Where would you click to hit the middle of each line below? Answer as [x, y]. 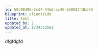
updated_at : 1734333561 [29, 28]
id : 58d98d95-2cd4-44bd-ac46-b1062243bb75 [49, 9]
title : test [17, 18]
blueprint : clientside [28, 14]
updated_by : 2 [20, 23]
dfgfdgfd [14, 41]
